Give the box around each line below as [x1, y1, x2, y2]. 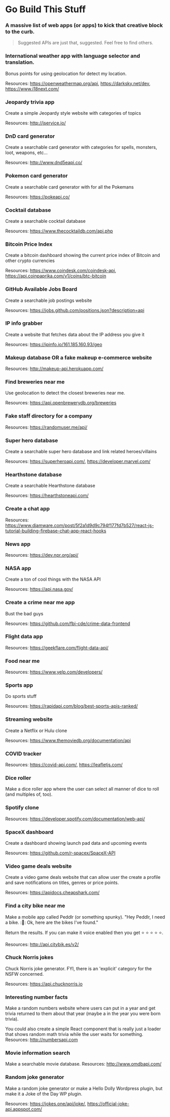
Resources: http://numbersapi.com [5, 1036, 78, 1043]
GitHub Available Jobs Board [5, 285, 78, 293]
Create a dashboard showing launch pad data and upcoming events [5, 840, 147, 846]
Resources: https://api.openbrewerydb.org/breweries [5, 400, 117, 406]
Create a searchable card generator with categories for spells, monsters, [5, 144, 157, 150]
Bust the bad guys [5, 610, 44, 616]
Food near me [5, 657, 40, 664]
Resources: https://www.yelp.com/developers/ [5, 669, 103, 675]
